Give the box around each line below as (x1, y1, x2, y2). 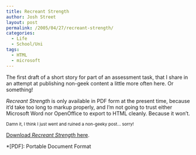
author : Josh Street (6, 14, 57, 20)
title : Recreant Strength (6, 8, 69, 15)
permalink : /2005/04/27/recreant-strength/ (6, 25, 114, 31)
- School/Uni (11, 42, 43, 47)
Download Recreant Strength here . (6, 131, 90, 138)
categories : (6, 30, 35, 36)
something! (6, 86, 33, 93)
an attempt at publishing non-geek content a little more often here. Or (6, 80, 174, 87)
